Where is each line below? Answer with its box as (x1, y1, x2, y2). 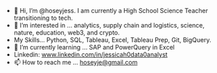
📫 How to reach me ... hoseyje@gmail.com (13, 59, 138, 66)
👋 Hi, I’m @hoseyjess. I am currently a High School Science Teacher (13, 7, 208, 14)
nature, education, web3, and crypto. (13, 28, 120, 36)
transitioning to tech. (13, 14, 73, 22)
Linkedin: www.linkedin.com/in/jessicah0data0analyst (13, 50, 168, 59)
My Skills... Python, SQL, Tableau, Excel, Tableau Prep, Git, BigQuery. (13, 36, 211, 44)
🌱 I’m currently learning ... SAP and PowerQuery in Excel (13, 43, 175, 51)
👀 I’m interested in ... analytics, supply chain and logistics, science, (13, 21, 205, 29)
